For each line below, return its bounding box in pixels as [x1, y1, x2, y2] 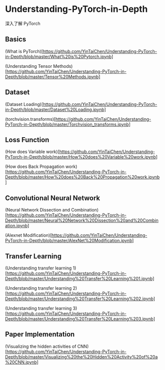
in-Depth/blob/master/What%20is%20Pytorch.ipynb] [5, 53, 113, 59]
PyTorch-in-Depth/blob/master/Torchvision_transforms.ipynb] [5, 121, 131, 127]
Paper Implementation [5, 330, 75, 339]
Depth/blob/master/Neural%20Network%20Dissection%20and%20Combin [5, 217, 159, 223]
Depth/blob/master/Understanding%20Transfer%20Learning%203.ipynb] [5, 316, 155, 321]
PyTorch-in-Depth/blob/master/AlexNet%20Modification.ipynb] [5, 238, 134, 244]
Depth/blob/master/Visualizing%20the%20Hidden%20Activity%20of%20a [5, 354, 158, 360]
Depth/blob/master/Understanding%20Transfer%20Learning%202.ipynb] [5, 296, 155, 302]
